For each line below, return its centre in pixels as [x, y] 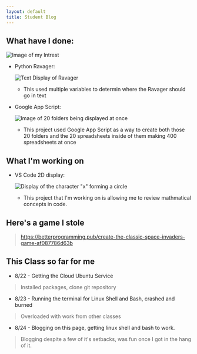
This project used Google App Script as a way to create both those [104, 130]
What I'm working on [45, 161]
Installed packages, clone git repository [68, 287]
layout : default [26, 11]
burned [24, 305]
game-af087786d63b [47, 243]
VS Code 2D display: [40, 175]
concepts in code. [45, 204]
